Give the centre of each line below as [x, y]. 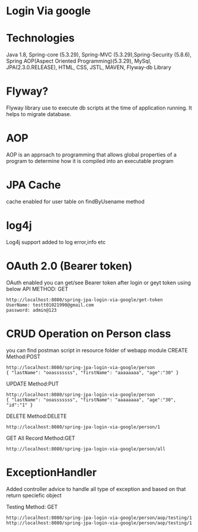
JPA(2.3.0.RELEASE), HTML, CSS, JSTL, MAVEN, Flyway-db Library [89, 67]
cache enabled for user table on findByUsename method [76, 201]
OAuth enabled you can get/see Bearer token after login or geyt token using [99, 282]
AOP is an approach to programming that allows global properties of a [91, 155]
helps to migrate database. [39, 114]
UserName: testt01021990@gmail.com [50, 305]
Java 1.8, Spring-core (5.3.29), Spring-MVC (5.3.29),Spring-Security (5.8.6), [99, 55]
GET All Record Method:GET [41, 438]
